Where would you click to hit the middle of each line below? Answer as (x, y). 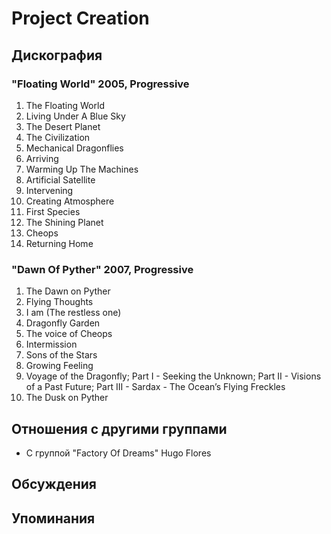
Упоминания (53, 518)
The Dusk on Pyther (67, 398)
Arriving (42, 158)
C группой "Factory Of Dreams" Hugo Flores (118, 453)
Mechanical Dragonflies (74, 148)
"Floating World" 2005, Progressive (100, 84)
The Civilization (58, 137)
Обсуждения (54, 484)
